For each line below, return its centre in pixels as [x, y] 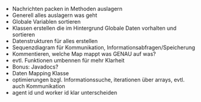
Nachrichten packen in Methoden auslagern [67, 9]
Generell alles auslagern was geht [55, 15]
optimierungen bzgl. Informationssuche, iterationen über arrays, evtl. [98, 80]
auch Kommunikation [39, 86]
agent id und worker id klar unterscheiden [65, 93]
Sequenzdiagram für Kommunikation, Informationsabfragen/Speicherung [104, 47]
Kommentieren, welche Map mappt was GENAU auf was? [84, 54]
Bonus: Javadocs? [35, 67]
